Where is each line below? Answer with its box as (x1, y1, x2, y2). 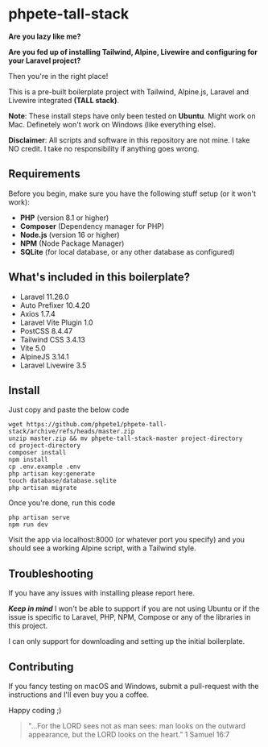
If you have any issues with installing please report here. (8, 588, 196, 598)
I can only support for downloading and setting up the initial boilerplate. (8, 637, 245, 646)
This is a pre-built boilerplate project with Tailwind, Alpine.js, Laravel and (8, 86, 249, 97)
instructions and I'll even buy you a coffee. (8, 690, 150, 699)
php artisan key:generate (8, 470, 95, 478)
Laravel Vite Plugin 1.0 (19, 317, 94, 327)
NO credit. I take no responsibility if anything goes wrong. (8, 143, 200, 153)
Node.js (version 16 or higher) (19, 230, 120, 239)
